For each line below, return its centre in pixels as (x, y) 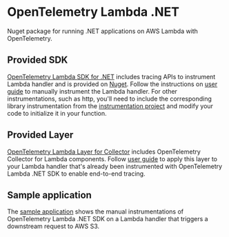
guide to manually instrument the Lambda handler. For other (92, 91)
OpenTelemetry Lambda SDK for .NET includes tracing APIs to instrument (111, 76)
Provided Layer (40, 135)
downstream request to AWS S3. (53, 226)
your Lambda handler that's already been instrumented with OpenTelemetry (115, 166)
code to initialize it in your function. (57, 113)
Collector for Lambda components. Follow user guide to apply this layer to (112, 158)
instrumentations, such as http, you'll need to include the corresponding (109, 99)
